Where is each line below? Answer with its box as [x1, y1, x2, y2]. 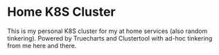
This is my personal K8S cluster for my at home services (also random [7, 27, 208, 35]
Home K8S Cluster [7, 4, 116, 20]
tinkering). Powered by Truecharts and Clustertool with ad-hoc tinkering [7, 34, 213, 42]
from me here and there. [7, 41, 77, 49]
